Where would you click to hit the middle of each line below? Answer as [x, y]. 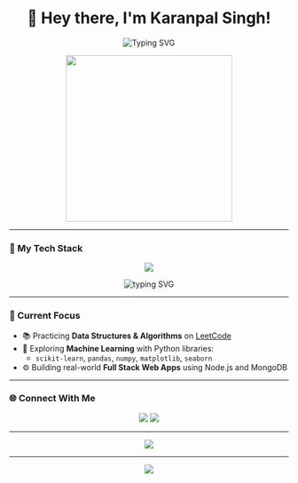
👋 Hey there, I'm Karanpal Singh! [149, 18]
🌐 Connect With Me [52, 399]
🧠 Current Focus [45, 316]
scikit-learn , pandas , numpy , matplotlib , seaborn [124, 358]
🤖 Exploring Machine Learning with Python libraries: [118, 348]
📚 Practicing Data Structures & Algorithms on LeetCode [127, 336]
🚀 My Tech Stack [46, 248]
